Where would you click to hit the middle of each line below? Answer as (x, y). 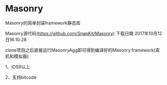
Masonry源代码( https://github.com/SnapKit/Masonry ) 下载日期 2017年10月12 (83, 33)
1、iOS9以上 (18, 67)
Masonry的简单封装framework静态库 (43, 23)
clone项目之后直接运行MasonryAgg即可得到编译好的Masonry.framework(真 (83, 50)
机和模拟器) (17, 56)
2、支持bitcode (21, 77)
